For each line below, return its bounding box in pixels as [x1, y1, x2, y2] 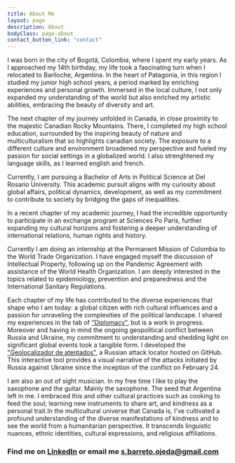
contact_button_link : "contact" [7, 37, 102, 44]
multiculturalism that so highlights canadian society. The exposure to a [7, 137, 212, 145]
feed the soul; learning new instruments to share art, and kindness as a [7, 399, 213, 408]
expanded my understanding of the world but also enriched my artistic [7, 93, 211, 102]
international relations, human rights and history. [7, 231, 147, 240]
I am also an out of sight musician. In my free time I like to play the [7, 377, 199, 386]
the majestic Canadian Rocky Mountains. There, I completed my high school [7, 122, 227, 130]
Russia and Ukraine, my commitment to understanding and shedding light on [7, 334, 229, 342]
